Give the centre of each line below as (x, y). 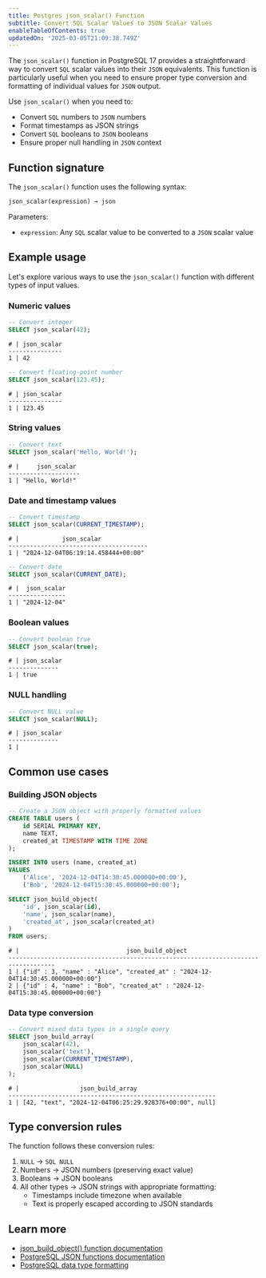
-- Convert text (35, 444)
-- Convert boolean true (50, 639)
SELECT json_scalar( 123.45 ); (57, 379)
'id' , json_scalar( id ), (62, 907)
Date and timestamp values (63, 500)
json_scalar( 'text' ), (58, 1052)
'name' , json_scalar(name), (69, 914)
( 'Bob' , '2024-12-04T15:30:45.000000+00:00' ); (101, 885)
